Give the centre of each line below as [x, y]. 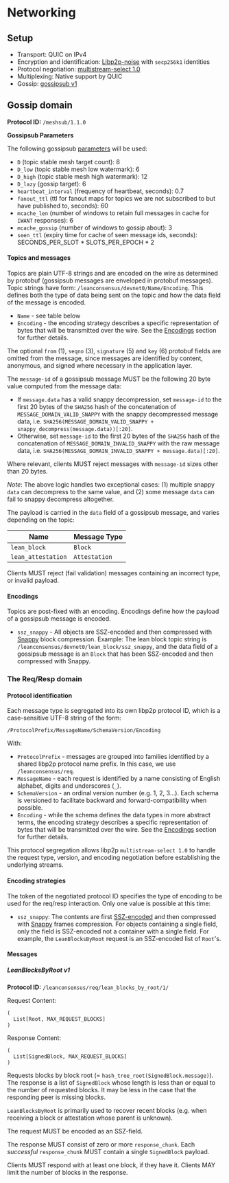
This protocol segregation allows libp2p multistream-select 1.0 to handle [111, 850]
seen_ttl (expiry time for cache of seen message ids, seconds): [107, 234]
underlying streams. [35, 865]
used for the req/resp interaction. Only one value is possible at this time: [109, 903]
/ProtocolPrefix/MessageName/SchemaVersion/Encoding [84, 731]
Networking [42, 13]
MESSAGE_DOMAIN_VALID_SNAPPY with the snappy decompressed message [118, 414]
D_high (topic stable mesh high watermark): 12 [82, 176]
